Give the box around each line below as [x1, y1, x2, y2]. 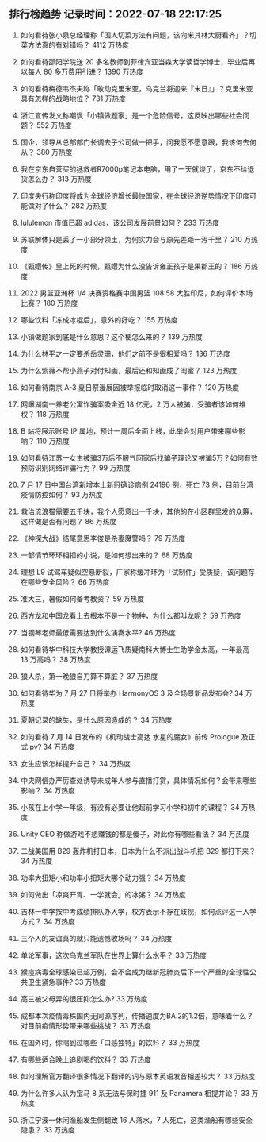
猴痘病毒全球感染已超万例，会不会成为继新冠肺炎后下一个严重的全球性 [20, 967, 250, 977]
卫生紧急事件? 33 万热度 [27, 977, 107, 986]
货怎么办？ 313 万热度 [20, 174, 92, 183]
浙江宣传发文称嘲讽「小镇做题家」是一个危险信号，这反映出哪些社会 [20, 110, 243, 120]
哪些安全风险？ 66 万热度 [27, 577, 110, 586]
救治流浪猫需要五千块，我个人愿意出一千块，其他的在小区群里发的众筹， [20, 507, 256, 516]
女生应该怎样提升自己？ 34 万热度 [20, 758, 131, 768]
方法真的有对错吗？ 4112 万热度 [27, 40, 130, 49]
